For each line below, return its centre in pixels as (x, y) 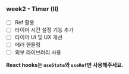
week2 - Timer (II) (32, 9)
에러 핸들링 (28, 45)
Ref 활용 (24, 22)
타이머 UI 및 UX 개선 (38, 37)
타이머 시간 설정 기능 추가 (44, 30)
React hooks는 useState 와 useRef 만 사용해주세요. (65, 65)
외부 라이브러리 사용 (38, 52)
